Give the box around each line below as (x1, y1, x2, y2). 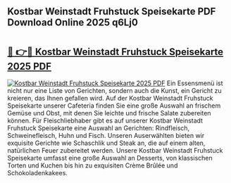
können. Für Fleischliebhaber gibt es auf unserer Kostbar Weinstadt (7, 116, 203, 125)
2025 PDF (7, 60, 51, 72)
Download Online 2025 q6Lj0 (7, 17, 139, 29)
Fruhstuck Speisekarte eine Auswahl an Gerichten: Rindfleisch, (7, 124, 190, 132)
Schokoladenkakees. (7, 169, 68, 177)
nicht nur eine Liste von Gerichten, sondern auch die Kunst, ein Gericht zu (7, 87, 222, 94)
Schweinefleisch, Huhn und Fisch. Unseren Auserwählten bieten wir (7, 132, 205, 139)
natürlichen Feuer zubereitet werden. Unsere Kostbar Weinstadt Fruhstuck (7, 146, 223, 154)
